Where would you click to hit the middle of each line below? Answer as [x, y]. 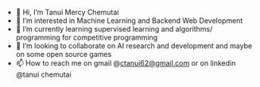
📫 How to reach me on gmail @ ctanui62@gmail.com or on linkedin [126, 63]
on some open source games [64, 54]
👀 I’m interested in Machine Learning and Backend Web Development [129, 21]
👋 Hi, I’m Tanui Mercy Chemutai [67, 12]
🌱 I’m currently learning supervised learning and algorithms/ [114, 29]
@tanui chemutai [43, 74]
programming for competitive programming [87, 37]
